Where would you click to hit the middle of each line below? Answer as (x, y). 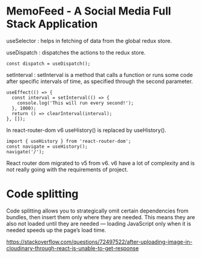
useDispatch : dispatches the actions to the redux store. (76, 52)
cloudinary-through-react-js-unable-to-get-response (73, 248)
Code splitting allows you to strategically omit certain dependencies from (97, 211)
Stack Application (52, 24)
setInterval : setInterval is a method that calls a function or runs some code (100, 74)
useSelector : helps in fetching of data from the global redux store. (89, 41)
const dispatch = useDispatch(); (48, 64)
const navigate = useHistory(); (47, 147)
